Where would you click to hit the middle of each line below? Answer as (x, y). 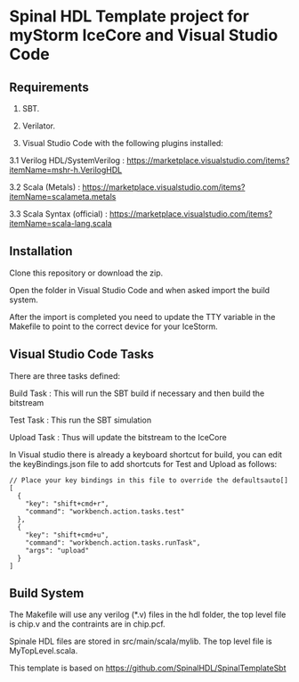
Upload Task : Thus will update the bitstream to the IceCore (118, 437)
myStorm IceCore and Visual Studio (144, 35)
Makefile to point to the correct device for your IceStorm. (113, 326)
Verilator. (39, 126)
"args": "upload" (57, 550)
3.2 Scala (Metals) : (45, 187)
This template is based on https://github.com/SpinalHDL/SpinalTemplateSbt (148, 668)
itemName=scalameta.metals (63, 197)
